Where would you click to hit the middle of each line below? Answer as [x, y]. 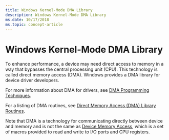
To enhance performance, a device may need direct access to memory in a [84, 64]
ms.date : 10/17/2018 [27, 19]
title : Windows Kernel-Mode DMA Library [49, 10]
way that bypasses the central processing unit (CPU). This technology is [81, 69]
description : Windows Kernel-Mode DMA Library [56, 15]
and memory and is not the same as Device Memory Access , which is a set [84, 127]
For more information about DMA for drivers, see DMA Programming [77, 90]
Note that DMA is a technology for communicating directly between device [84, 121]
